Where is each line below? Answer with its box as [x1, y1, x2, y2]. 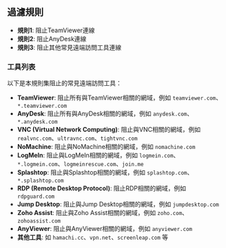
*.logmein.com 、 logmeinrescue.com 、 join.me [17, 160, 144, 168]
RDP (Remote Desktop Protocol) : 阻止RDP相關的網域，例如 [17, 184, 187, 192]
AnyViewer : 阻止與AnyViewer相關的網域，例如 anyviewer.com [17, 225, 193, 233]
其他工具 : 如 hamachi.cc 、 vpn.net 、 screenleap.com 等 [17, 233, 169, 242]
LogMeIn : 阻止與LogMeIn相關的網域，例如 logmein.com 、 [17, 151, 180, 159]
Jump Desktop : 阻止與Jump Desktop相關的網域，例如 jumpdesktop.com [17, 200, 219, 208]
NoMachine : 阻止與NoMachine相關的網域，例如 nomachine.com [17, 143, 196, 151]
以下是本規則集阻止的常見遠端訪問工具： [7, 79, 122, 87]
